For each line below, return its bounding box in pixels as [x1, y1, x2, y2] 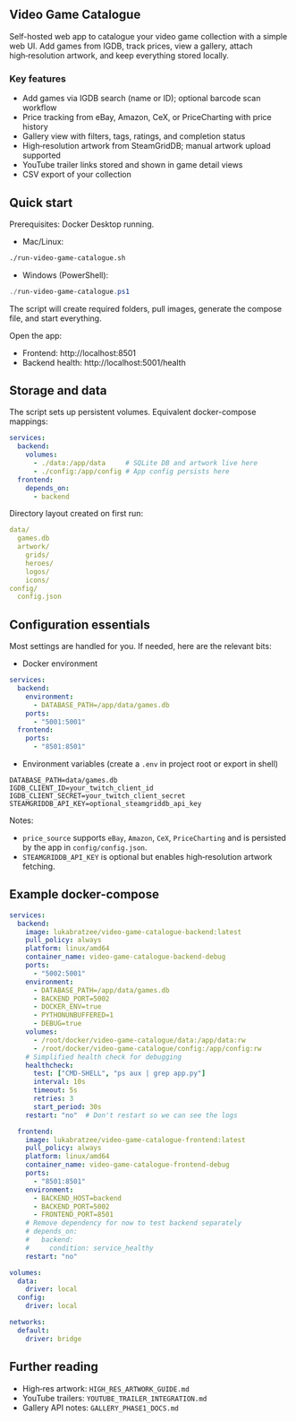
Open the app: [9, 330, 63, 341]
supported [21, 150, 61, 160]
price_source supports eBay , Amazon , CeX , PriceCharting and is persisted [21, 833, 286, 844]
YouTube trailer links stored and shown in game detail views [21, 160, 243, 170]
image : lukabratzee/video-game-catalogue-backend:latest [25, 927, 242, 936]
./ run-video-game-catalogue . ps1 [9, 287, 130, 296]
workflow [21, 102, 57, 113]
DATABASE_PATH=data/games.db [9, 776, 118, 785]
